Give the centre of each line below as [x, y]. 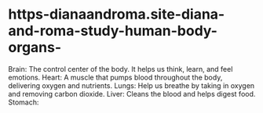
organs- [35, 48]
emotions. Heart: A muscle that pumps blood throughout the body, [115, 77]
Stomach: [24, 102]
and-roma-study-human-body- [113, 31]
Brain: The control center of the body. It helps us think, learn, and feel [121, 69]
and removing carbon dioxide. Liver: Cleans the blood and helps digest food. [132, 94]
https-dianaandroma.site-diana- [117, 14]
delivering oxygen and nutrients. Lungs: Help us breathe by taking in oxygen [131, 85]
